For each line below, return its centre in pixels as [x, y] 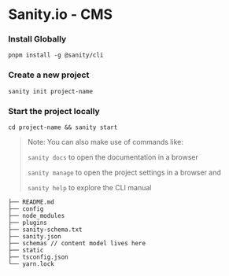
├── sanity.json [35, 237]
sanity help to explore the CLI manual [89, 188]
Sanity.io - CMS [60, 15]
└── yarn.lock [31, 264]
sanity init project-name [50, 91]
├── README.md [31, 202]
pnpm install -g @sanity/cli [56, 55]
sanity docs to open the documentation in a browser [113, 157]
